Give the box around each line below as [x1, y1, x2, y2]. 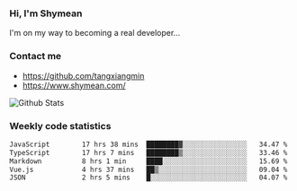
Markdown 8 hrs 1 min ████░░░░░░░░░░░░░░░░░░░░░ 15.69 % [9, 156, 288, 166]
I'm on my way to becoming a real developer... [9, 28, 181, 39]
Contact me [9, 50, 62, 63]
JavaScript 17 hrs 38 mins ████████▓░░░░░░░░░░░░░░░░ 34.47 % [9, 140, 288, 149]
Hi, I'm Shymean [9, 7, 83, 20]
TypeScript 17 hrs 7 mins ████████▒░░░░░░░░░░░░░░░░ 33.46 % [9, 148, 288, 157]
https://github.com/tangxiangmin [22, 70, 145, 81]
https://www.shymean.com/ [22, 80, 126, 91]
